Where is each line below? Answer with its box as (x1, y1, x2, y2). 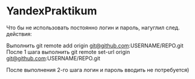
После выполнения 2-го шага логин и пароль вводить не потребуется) (6, 66, 190, 73)
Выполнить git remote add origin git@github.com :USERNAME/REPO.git (6, 42, 184, 49)
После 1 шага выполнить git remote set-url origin (6, 48, 130, 55)
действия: (6, 30, 32, 37)
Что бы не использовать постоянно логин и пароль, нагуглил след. (6, 24, 180, 31)
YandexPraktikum (6, 4, 98, 18)
